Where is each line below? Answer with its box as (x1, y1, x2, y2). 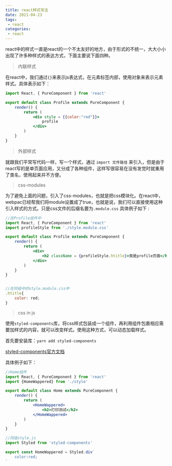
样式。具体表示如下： (5, 80, 50, 87)
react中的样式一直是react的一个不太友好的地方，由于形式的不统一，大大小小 (5, 46, 166, 52)
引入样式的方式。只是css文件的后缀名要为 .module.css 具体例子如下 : (5, 205, 149, 211)
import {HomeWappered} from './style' (5, 379, 88, 384)
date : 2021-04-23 (5, 12, 42, 17)
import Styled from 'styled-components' (5, 440, 93, 446)
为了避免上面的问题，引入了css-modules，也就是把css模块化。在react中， (5, 193, 163, 199)
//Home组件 (5, 369, 27, 374)
